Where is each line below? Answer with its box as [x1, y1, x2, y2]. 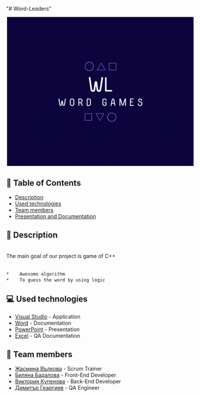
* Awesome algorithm [6, 271, 66, 277]
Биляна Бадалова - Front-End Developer [14, 371, 116, 379]
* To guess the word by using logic [6, 277, 106, 283]
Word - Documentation [14, 319, 72, 326]
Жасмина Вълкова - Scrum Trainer [14, 365, 103, 372]
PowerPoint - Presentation [14, 326, 80, 333]
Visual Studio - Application [14, 313, 81, 320]
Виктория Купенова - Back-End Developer [14, 378, 121, 385]
